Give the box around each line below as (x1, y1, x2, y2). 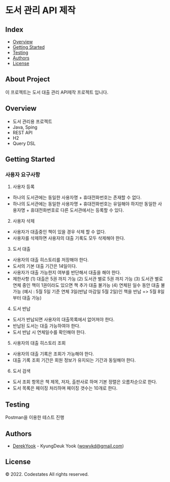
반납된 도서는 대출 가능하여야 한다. (12, 323, 81, 329)
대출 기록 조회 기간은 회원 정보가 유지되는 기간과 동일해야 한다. (12, 357, 136, 364)
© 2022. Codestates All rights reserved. (5, 471, 89, 477)
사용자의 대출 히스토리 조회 (12, 340, 66, 346)
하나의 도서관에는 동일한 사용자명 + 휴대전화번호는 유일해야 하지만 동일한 (12, 201, 157, 207)
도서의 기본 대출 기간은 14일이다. (12, 263, 77, 269)
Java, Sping (12, 124, 38, 130)
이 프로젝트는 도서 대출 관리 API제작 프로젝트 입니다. (5, 89, 109, 95)
